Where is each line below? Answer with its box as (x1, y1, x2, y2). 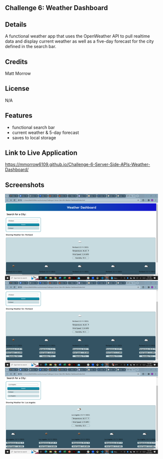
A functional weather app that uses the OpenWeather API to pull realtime (5, 33, 150, 39)
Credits (5, 58, 28, 66)
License (5, 84, 30, 93)
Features (5, 112, 33, 120)
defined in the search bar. (5, 44, 57, 49)
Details (5, 20, 27, 29)
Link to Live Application (5, 149, 78, 157)
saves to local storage (12, 134, 56, 140)
